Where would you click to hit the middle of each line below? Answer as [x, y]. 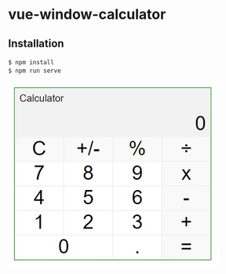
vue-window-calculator [87, 15]
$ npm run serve [35, 71]
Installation [36, 44]
